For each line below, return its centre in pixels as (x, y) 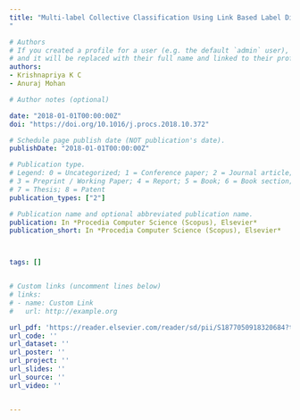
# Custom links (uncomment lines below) (86, 287)
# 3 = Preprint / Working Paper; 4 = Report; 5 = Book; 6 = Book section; (151, 181)
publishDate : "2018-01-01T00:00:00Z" (79, 148)
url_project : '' (39, 361)
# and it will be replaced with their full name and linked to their (142, 59)
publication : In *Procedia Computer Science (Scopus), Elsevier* (133, 223)
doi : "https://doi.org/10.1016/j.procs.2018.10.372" (109, 124)
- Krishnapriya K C (46, 76)
